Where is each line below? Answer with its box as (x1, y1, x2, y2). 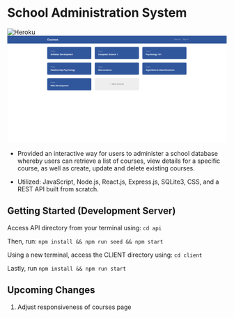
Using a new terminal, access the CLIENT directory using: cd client (7, 251, 203, 259)
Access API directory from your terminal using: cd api (7, 223, 162, 232)
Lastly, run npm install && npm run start (7, 264, 127, 272)
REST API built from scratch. (17, 185, 99, 193)
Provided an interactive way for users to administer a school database (17, 150, 218, 158)
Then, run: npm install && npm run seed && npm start (7, 237, 164, 245)
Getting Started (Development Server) (7, 205, 176, 217)
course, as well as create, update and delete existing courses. (17, 164, 195, 173)
